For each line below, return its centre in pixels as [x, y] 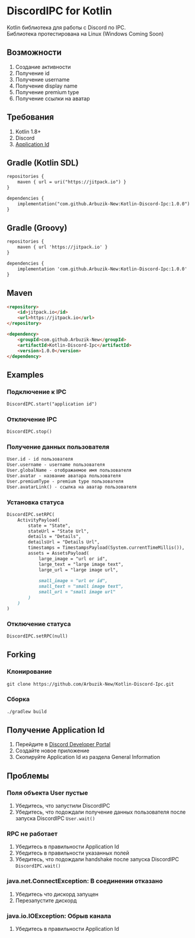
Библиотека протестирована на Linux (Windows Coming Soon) [85, 33]
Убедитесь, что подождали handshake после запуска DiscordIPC [97, 859]
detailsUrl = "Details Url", [64, 542]
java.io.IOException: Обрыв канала [59, 916]
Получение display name [46, 86]
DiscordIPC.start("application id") [52, 404]
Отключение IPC [32, 419]
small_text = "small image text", [81, 587]
